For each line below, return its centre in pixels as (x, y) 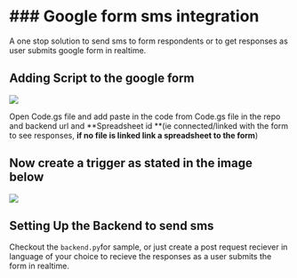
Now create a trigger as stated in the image (131, 163)
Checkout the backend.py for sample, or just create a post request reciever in (148, 247)
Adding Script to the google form (102, 79)
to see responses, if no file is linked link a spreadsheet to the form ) (134, 135)
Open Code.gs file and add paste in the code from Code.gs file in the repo (145, 116)
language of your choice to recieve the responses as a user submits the (140, 257)
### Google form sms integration (134, 16)
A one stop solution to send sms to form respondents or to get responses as (149, 41)
